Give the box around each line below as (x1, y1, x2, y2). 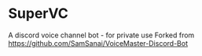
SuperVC (8, 5, 68, 23)
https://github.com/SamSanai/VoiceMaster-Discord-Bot (8, 38, 189, 47)
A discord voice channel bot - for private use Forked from (8, 30, 195, 40)
